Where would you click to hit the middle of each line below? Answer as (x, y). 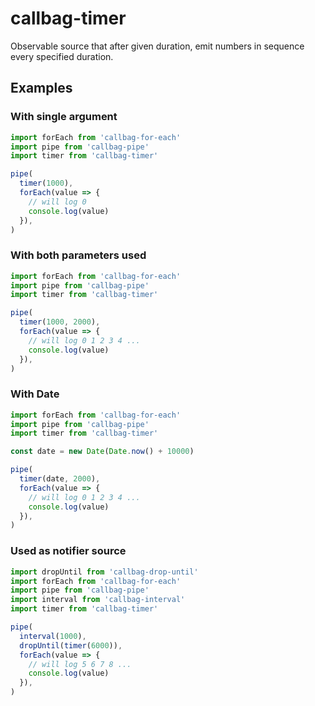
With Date (35, 394)
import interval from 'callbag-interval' (98, 600)
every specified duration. (62, 56)
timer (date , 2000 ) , (60, 479)
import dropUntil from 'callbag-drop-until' (104, 572)
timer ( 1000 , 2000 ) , (60, 322)
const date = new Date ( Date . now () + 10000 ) (102, 452)
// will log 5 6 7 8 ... (80, 664)
